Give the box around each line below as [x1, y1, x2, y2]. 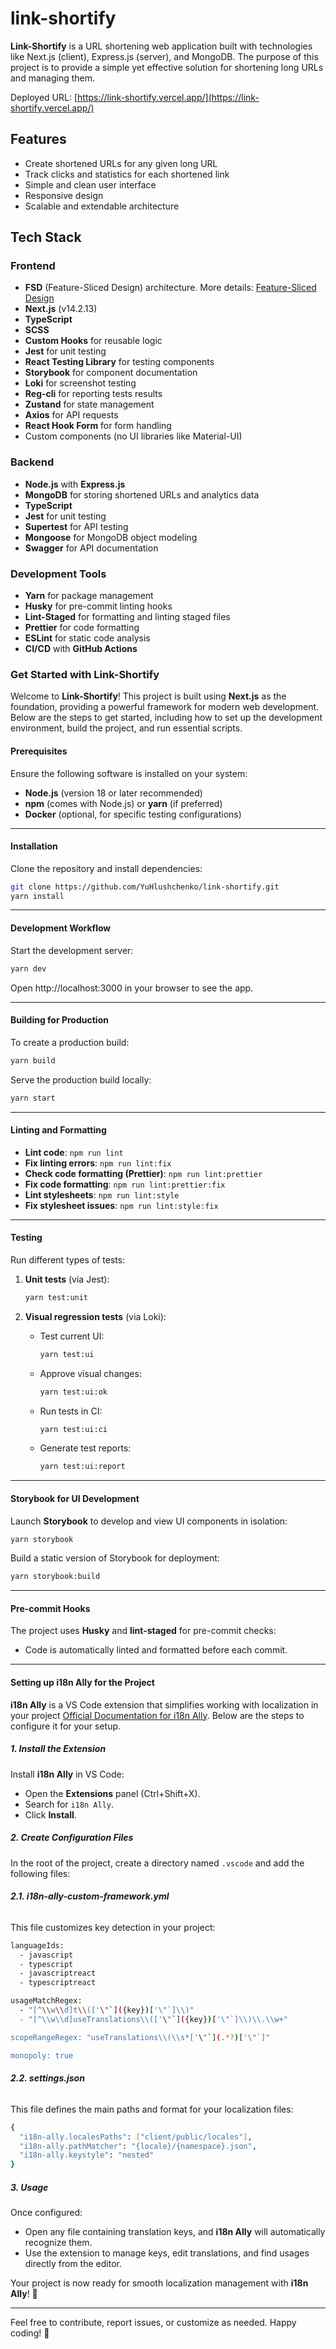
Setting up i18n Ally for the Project [10, 1677, 155, 1689]
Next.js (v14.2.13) [24, 303, 98, 315]
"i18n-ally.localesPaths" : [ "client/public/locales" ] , [19, 2132, 253, 2142]
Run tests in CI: [39, 1405, 103, 1417]
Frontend [10, 259, 56, 273]
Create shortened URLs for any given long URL [24, 157, 218, 169]
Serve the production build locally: [10, 1073, 152, 1086]
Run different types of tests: [10, 1253, 126, 1266]
